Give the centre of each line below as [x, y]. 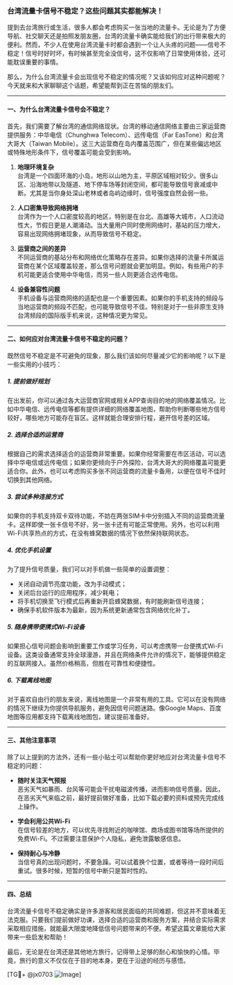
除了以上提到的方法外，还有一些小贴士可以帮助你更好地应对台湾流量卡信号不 [116, 757]
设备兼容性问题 [38, 289]
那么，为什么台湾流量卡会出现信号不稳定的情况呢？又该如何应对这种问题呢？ [116, 77]
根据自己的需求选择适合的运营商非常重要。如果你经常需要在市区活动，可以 [113, 453]
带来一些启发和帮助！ [37, 937]
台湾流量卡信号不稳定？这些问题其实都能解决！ [85, 10]
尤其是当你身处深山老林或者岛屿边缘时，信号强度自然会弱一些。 [121, 193]
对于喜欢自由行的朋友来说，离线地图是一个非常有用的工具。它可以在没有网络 [116, 699]
